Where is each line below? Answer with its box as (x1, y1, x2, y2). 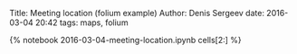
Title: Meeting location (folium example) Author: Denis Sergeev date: (9, 8, 265, 18)
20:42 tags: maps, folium (34, 17, 129, 28)
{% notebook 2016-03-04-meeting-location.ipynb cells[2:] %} (9, 35, 242, 45)
